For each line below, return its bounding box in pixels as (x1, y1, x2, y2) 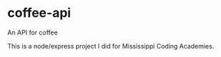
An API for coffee (7, 28, 58, 37)
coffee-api (7, 5, 71, 21)
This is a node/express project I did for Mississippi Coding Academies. (7, 42, 215, 50)
